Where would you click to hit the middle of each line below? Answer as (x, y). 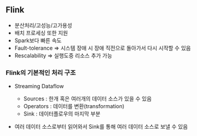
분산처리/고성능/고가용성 (43, 25)
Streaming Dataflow (39, 86)
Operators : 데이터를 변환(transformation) (74, 106)
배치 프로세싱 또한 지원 (41, 33)
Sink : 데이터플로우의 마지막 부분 (62, 114)
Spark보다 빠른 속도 (38, 40)
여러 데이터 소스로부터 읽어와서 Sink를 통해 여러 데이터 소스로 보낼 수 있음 (101, 127)
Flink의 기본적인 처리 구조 (41, 73)
